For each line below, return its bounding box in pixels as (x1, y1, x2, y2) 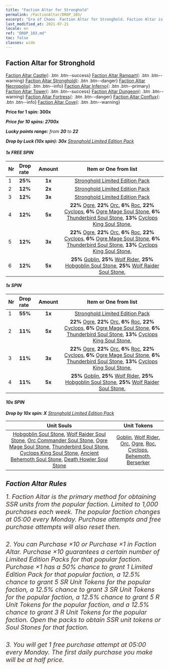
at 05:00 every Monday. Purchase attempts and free (6, 515, 161, 523)
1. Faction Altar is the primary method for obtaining (6, 492, 156, 501)
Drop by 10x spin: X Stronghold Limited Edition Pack (6, 410, 114, 416)
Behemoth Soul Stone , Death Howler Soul (10, 456, 108, 463)
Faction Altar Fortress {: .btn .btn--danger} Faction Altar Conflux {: (25, 94, 160, 100)
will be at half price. (6, 655, 64, 664)
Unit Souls (46, 422, 72, 429)
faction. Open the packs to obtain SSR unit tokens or (6, 616, 161, 624)
